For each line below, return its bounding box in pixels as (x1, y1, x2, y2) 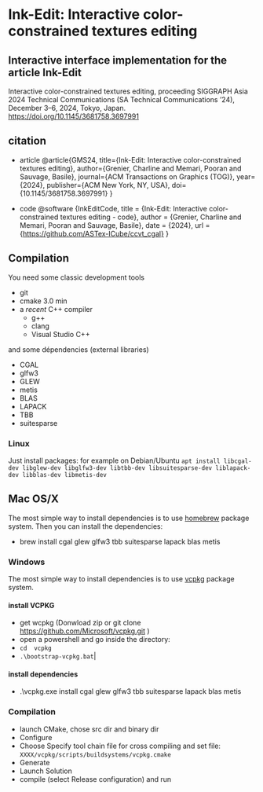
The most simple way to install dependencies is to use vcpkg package (8, 574, 235, 584)
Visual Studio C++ (31, 329, 90, 339)
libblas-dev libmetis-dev (22, 471, 108, 478)
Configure (19, 732, 53, 742)
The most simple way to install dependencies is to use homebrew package (8, 513, 250, 522)
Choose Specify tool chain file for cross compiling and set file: (19, 741, 221, 750)
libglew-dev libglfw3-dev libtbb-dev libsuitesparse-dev (22, 464, 213, 472)
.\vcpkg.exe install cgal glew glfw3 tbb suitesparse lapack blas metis (19, 687, 242, 696)
